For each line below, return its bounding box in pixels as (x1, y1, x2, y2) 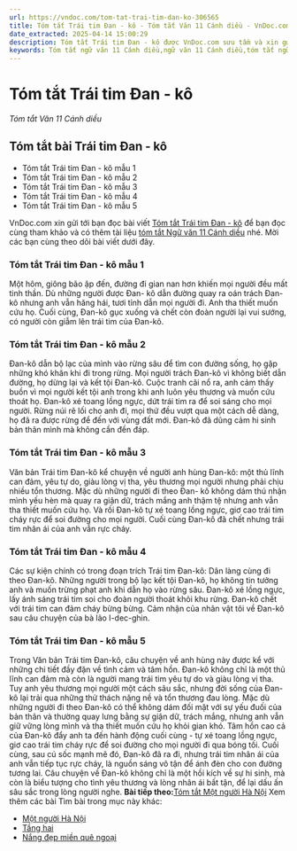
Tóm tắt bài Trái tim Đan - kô (9, 139, 168, 154)
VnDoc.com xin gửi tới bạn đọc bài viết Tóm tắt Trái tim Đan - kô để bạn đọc (9, 217, 286, 228)
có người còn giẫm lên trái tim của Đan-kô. (9, 316, 164, 327)
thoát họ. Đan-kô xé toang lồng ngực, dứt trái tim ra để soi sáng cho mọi (9, 396, 272, 407)
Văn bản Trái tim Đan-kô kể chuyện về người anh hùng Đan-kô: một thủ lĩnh (9, 466, 285, 477)
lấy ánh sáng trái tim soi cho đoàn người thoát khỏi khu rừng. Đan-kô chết (9, 594, 278, 605)
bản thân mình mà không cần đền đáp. (9, 425, 150, 435)
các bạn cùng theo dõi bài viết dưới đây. (9, 236, 156, 246)
